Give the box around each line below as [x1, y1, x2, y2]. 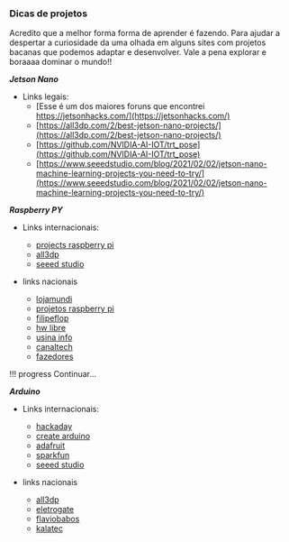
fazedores [35, 351, 74, 363]
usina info [35, 332, 73, 343]
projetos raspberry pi [35, 303, 114, 314]
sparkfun [35, 450, 70, 461]
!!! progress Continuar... [9, 369, 97, 380]
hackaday [35, 421, 73, 432]
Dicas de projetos [9, 7, 88, 20]
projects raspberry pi [35, 240, 114, 251]
